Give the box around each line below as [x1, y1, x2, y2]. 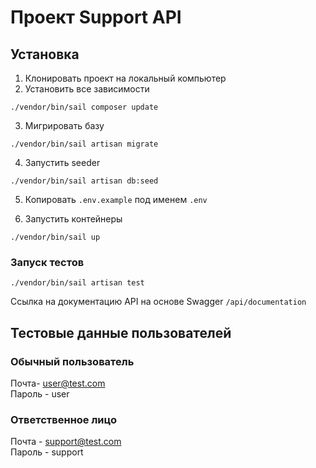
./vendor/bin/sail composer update [10, 102, 159, 112]
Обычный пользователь [10, 354, 135, 368]
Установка [10, 46, 80, 63]
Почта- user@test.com [10, 377, 106, 389]
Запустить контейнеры [24, 213, 123, 225]
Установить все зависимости [24, 83, 150, 95]
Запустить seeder [24, 157, 101, 168]
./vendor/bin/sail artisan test [10, 278, 145, 288]
